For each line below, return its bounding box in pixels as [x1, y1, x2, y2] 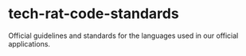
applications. [8, 39, 50, 48]
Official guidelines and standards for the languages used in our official [8, 31, 239, 40]
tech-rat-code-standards [8, 5, 179, 23]
